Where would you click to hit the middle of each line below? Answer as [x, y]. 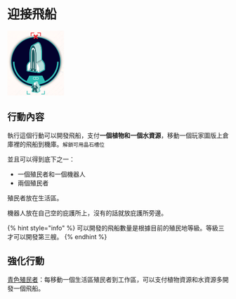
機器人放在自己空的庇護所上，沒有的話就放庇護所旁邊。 [87, 213]
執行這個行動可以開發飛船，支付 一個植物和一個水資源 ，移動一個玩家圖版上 [115, 135]
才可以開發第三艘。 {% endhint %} [57, 236]
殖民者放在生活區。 [35, 197]
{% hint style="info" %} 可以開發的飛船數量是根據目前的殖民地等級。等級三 [116, 228]
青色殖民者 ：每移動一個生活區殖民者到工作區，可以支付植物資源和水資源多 [115, 279]
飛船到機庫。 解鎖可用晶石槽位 [65, 144]
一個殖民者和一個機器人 [51, 174]
